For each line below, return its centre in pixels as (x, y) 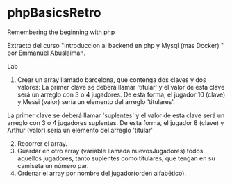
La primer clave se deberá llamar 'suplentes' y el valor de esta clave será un (116, 115)
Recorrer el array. (42, 143)
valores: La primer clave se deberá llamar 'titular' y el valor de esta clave (121, 87)
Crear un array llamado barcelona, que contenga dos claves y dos (111, 80)
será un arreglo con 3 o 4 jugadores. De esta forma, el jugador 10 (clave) (121, 94)
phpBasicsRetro (54, 13)
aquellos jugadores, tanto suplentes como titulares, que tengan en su (116, 158)
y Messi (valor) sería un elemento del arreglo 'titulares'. (96, 101)
